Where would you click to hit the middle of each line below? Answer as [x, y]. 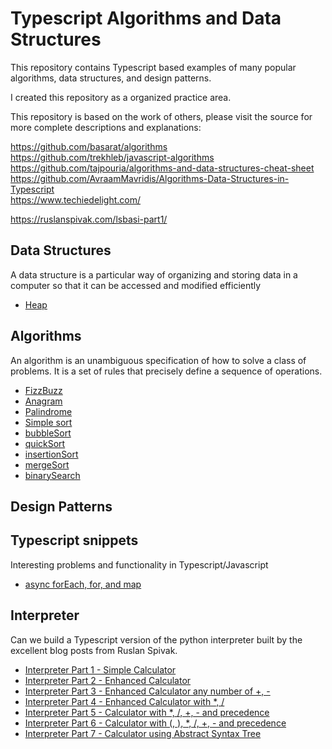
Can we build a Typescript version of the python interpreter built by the [156, 639]
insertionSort [51, 454]
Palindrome [48, 411]
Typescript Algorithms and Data [146, 18]
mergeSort [47, 464]
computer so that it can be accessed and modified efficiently [136, 285]
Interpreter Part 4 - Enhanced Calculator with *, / [124, 701]
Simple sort [48, 422]
